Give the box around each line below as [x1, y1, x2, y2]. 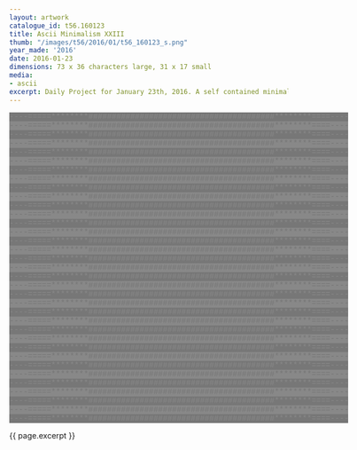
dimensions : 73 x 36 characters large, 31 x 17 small [9, 63, 213, 72]
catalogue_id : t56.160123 [9, 21, 105, 30]
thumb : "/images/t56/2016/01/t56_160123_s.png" [9, 37, 189, 47]
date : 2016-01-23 [9, 54, 74, 63]
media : [9, 71, 34, 80]
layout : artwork [9, 12, 69, 22]
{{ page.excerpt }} [9, 430, 76, 440]
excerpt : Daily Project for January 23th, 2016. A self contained [9, 87, 260, 96]
